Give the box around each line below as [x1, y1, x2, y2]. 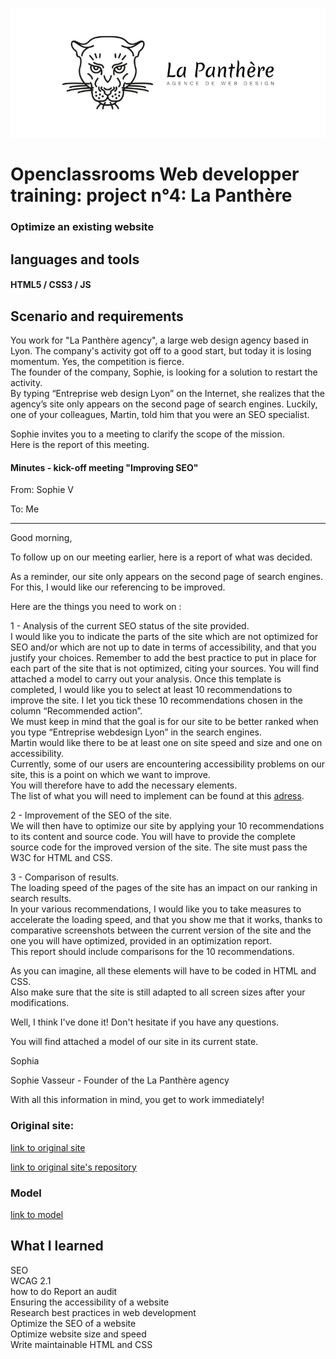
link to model [10, 1208, 64, 1220]
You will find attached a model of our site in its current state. [10, 1036, 259, 1048]
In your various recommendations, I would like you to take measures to [10, 903, 302, 915]
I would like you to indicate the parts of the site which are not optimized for [10, 631, 319, 643]
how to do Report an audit [10, 1285, 118, 1297]
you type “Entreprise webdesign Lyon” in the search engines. [10, 726, 263, 738]
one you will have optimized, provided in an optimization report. [10, 935, 272, 947]
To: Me [10, 503, 40, 515]
